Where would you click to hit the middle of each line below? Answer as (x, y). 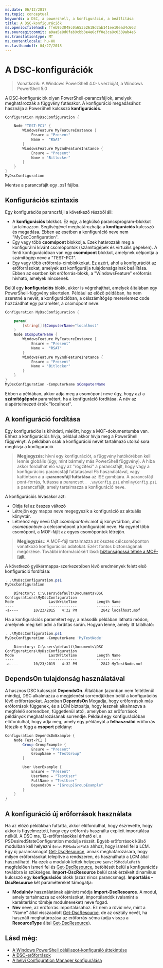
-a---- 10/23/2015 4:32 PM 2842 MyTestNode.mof (74, 664)
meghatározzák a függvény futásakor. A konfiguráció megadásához (73, 103)
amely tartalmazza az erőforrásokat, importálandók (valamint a (75, 897)
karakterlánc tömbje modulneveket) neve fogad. (60, 902)
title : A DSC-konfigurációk (34, 23)
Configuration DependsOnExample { (40, 735)
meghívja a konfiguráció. (30, 446)
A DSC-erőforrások (31, 955)
